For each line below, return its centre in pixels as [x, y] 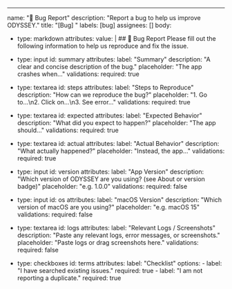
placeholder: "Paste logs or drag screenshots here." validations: [108, 242]
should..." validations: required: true [68, 130]
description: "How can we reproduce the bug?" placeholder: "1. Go [112, 95]
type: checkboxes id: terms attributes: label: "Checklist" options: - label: [119, 263]
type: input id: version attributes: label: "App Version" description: [110, 171]
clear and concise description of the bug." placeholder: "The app [109, 67]
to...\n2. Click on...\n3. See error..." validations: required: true [104, 102]
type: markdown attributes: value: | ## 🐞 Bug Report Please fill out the [116, 38]
